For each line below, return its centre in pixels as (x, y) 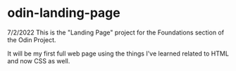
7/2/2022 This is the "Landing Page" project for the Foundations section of (116, 32)
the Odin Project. (32, 39)
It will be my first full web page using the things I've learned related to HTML (118, 53)
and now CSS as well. (39, 60)
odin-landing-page (64, 13)
